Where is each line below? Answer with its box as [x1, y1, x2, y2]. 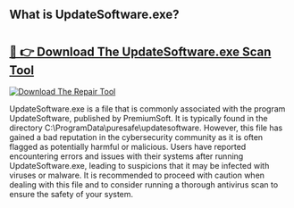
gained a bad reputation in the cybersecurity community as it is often [9, 132, 264, 142]
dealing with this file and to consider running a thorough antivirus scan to [9, 179, 279, 190]
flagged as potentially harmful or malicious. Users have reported [9, 142, 247, 152]
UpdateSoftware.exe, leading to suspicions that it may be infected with [9, 161, 270, 171]
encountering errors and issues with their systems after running [9, 151, 244, 162]
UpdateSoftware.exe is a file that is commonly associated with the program [9, 104, 286, 114]
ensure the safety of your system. [9, 189, 134, 199]
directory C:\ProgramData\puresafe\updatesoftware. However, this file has [9, 122, 283, 133]
